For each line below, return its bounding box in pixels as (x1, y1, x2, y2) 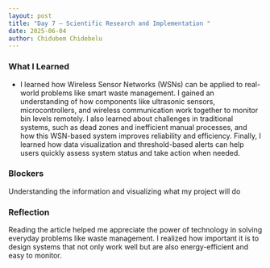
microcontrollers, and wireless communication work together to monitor (19, 105, 259, 115)
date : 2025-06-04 (8, 27, 67, 35)
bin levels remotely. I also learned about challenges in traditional (19, 114, 234, 124)
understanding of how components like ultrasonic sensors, (19, 96, 216, 106)
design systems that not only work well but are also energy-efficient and (8, 242, 249, 252)
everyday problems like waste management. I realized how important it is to (8, 233, 260, 243)
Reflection (8, 207, 50, 218)
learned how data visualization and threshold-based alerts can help (19, 139, 244, 149)
